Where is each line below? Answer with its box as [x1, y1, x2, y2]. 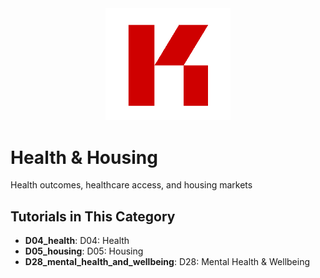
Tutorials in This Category [10, 208, 176, 225]
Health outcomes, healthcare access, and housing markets [10, 179, 253, 191]
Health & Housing [10, 146, 158, 169]
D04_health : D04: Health [24, 235, 130, 247]
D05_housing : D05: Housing [24, 245, 144, 257]
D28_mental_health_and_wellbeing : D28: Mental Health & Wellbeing [24, 256, 311, 268]
